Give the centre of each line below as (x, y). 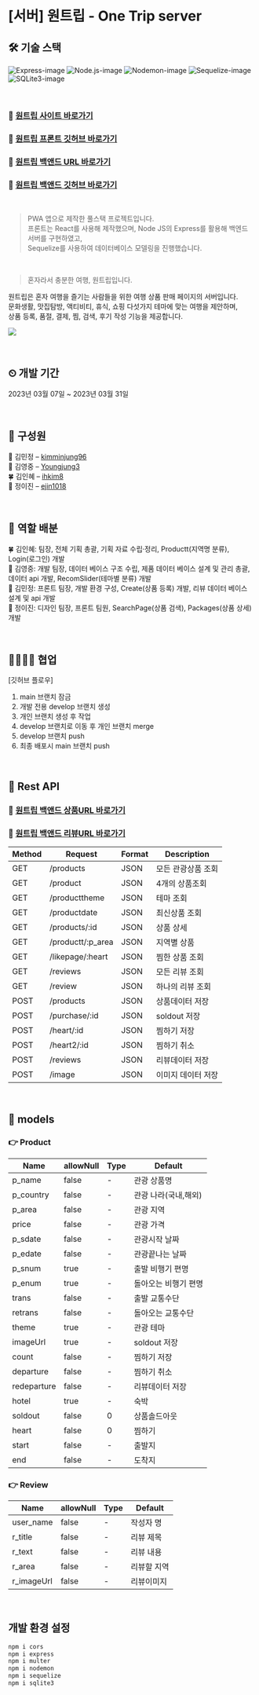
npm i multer (29, 1661)
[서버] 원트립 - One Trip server (105, 16)
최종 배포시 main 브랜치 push (64, 746)
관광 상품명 (153, 1181)
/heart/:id (67, 1030)
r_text (22, 1551)
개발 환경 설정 (39, 1628)
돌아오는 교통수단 (164, 1312)
